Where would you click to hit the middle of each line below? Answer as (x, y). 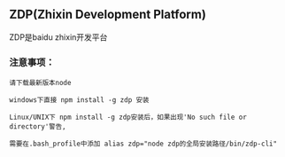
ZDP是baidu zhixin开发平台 (58, 37)
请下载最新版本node (40, 83)
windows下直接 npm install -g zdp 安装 (79, 100)
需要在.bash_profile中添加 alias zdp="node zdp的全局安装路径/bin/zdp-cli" (143, 144)
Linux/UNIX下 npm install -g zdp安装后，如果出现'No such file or (128, 118)
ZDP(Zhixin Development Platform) (108, 15)
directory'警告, (38, 127)
